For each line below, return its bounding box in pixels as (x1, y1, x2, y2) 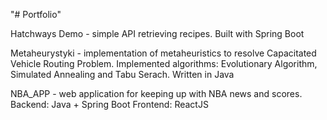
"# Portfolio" (10, 9, 62, 20)
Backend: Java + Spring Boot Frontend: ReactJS (10, 99, 209, 110)
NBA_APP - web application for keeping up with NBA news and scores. (10, 88, 303, 99)
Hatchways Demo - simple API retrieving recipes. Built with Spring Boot (10, 28, 305, 39)
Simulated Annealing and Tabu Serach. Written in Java (10, 69, 235, 80)
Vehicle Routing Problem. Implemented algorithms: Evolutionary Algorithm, (10, 58, 318, 69)
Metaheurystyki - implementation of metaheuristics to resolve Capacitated (10, 47, 317, 59)
